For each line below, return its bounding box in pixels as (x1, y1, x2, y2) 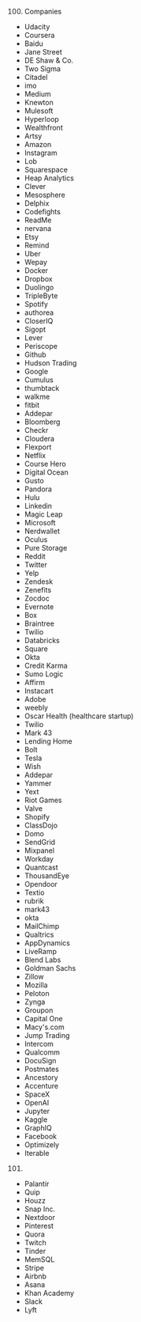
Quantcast (24, 862, 58, 872)
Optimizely (24, 1140, 60, 1150)
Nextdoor (24, 1213, 56, 1222)
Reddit (24, 551, 46, 561)
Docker (24, 266, 49, 275)
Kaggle (24, 1115, 48, 1124)
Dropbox (24, 275, 54, 283)
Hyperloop (24, 115, 60, 123)
